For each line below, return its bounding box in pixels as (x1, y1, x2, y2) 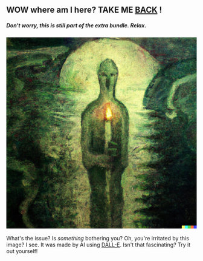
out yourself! (6, 248, 38, 255)
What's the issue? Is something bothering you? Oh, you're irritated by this (6, 235, 189, 242)
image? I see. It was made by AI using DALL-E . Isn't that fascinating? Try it (6, 241, 191, 248)
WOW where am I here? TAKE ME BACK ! (6, 5, 163, 15)
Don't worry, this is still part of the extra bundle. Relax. (6, 21, 147, 29)
